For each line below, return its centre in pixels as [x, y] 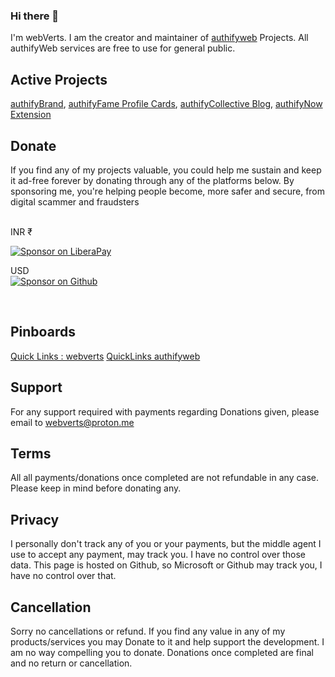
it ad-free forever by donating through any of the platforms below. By [152, 180]
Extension [31, 115]
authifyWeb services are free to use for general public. [123, 48]
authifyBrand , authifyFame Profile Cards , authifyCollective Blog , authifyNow [166, 104]
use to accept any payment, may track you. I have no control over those [158, 555]
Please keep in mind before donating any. [96, 488]
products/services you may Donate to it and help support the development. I [167, 641]
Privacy [35, 519]
